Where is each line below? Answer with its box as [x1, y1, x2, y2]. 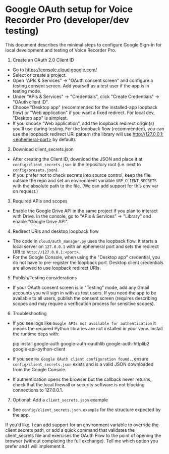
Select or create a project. [12, 72, 67, 78]
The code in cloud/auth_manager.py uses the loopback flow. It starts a [12, 238, 157, 244]
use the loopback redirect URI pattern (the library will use [12, 131, 132, 137]
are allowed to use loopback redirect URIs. [12, 265, 101, 271]
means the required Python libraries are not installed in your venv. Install [12, 325, 163, 331]
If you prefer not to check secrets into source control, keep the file [12, 172, 151, 178]
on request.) [12, 188, 38, 194]
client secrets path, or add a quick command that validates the [5, 427, 135, 433]
